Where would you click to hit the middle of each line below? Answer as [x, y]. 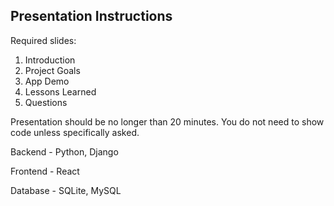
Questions [46, 102]
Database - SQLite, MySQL [66, 190]
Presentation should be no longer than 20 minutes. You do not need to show [167, 121]
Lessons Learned [60, 91]
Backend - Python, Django [64, 151]
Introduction [50, 60]
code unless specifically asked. [75, 132]
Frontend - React [45, 171]
